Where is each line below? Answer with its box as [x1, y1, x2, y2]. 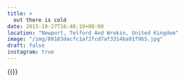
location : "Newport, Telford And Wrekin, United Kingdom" [7, 29, 179, 37]
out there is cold [13, 17, 67, 23]
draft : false [7, 42, 45, 49]
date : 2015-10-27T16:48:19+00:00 [7, 23, 104, 30]
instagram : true [7, 49, 54, 56]
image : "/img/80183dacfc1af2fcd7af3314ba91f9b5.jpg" [7, 36, 163, 43]
